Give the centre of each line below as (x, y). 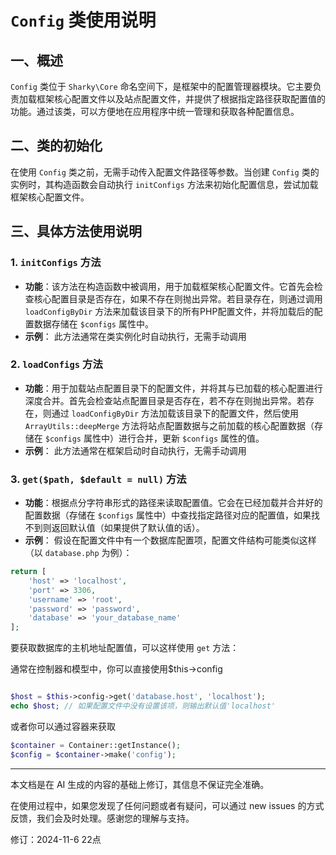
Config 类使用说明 (83, 20)
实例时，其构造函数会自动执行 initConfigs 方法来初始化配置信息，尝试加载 (164, 184)
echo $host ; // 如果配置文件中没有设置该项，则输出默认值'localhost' (143, 706)
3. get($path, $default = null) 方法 (98, 479)
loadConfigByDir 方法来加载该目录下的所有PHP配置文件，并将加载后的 (169, 311)
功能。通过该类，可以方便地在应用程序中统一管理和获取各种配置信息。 (155, 111)
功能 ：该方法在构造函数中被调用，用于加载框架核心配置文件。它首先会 (169, 286)
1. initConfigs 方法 (56, 263)
